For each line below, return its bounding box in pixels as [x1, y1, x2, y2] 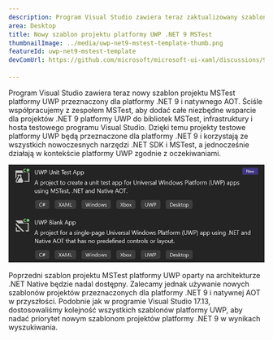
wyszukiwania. [8, 322, 58, 332]
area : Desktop [8, 21, 57, 30]
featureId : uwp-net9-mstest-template [8, 47, 136, 56]
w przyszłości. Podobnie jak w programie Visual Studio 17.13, [8, 296, 211, 306]
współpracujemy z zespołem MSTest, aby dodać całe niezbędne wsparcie [8, 105, 257, 115]
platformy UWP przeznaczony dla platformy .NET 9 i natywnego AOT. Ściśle [8, 96, 262, 106]
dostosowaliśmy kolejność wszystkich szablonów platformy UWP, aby [8, 305, 243, 315]
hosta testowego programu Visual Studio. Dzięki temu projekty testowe [8, 122, 246, 132]
